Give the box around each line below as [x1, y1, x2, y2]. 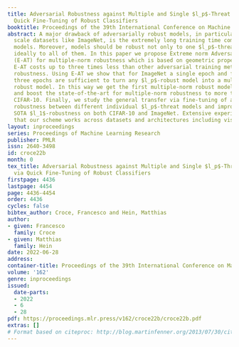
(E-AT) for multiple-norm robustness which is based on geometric [14, 57, 215, 64]
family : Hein [14, 242, 53, 249]
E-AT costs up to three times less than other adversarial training [14, 63, 221, 71]
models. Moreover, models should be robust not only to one [14, 43, 196, 51]
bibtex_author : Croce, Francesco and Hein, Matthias [7, 209, 167, 217]
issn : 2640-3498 [7, 143, 55, 150]
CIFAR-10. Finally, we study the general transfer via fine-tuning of [14, 97, 228, 104]
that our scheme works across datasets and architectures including [14, 116, 221, 123]
